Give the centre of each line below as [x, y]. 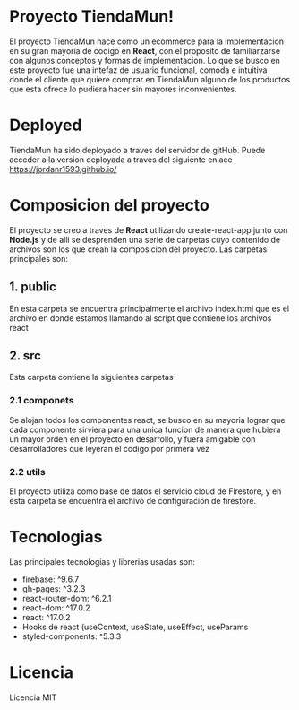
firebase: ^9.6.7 [51, 579]
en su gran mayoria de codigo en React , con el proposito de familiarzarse [145, 50]
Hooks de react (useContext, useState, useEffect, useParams [135, 627]
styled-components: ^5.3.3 [72, 636]
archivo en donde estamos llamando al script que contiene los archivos [141, 318]
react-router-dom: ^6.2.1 [67, 598]
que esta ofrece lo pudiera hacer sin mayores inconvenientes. [123, 89]
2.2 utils [28, 472]
